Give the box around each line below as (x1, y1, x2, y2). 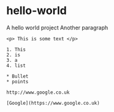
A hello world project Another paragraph (6, 24, 108, 31)
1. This (6, 47, 26, 53)
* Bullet (6, 73, 29, 80)
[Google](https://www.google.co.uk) (6, 100, 100, 106)
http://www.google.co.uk (6, 89, 70, 95)
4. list (6, 62, 26, 69)
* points (6, 78, 29, 84)
